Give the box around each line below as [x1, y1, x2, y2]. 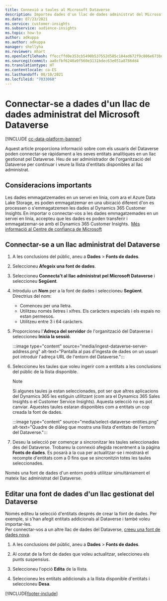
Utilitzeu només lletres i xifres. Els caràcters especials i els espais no [19, 308, 161, 314]
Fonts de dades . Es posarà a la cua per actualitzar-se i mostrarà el [12, 450, 149, 456]
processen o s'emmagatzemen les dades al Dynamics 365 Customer [5, 205, 146, 211]
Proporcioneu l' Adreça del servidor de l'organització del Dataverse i [12, 328, 153, 334]
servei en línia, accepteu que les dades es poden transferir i [5, 215, 128, 222]
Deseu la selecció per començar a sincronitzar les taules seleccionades [12, 439, 160, 445]
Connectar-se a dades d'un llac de [5, 98, 150, 110]
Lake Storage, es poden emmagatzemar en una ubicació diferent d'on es [5, 200, 155, 206]
